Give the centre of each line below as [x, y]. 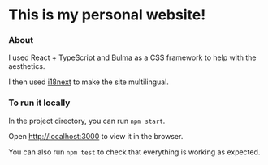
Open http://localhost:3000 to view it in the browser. [96, 136]
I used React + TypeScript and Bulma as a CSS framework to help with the [132, 57]
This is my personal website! [107, 15]
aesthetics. [27, 66]
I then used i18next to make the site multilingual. [89, 82]
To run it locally [39, 103]
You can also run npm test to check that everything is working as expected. [134, 152]
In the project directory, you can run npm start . [87, 121]
